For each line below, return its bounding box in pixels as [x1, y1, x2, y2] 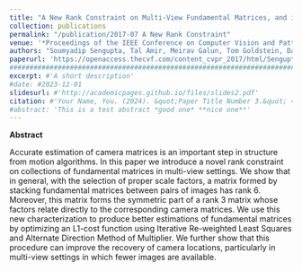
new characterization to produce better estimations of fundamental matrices [9, 214, 292, 224]
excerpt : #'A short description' [9, 72, 135, 81]
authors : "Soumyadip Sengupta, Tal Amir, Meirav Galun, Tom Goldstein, [9, 47, 283, 56]
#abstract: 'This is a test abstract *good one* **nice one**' [9, 105, 252, 114]
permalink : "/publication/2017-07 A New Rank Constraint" [9, 30, 231, 39]
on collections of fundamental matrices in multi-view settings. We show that [9, 166, 290, 177]
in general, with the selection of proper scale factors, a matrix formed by [9, 176, 278, 187]
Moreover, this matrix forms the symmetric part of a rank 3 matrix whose [9, 195, 279, 205]
